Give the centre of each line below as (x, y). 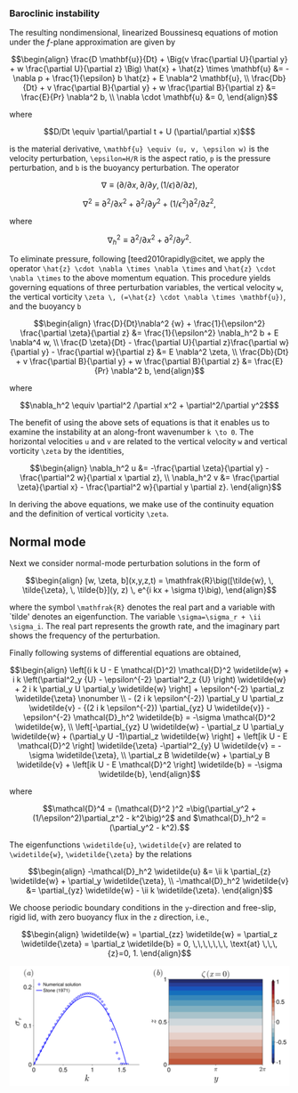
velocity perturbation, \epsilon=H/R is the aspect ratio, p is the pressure (140, 158)
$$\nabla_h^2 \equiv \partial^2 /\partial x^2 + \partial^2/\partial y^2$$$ (149, 405)
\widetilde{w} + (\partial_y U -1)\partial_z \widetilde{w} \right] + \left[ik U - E (149, 736)
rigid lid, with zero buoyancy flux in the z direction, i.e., (109, 917)
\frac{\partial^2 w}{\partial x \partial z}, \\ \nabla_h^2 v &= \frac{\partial (149, 478)
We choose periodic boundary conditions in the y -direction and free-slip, (143, 908)
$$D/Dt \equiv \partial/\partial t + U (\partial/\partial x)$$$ (149, 132)
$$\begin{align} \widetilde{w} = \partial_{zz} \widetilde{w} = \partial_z (149, 935)
